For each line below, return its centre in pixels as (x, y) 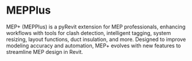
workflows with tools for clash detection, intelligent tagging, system (89, 33)
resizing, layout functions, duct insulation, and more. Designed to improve (96, 39)
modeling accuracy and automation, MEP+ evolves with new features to (94, 46)
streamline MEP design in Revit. (44, 52)
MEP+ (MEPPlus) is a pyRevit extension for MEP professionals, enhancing (96, 27)
